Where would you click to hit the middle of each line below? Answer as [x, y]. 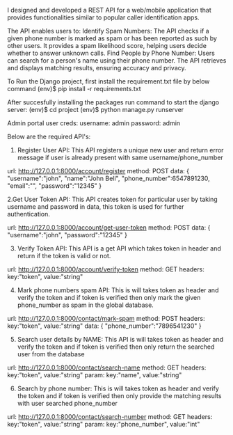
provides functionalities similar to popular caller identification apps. [103, 17]
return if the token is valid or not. [64, 256]
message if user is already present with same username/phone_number [120, 157]
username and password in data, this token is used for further [96, 207]
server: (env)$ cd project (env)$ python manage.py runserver [96, 110]
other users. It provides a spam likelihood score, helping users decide [107, 46]
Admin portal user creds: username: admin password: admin [94, 123]
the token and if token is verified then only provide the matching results [119, 396]
